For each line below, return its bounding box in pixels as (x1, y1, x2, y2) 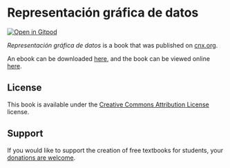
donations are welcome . (7, 153, 76, 162)
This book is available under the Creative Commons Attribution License (7, 100, 209, 109)
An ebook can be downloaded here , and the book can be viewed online (7, 54, 211, 63)
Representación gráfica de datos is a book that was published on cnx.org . (7, 41, 218, 49)
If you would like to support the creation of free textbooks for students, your (7, 146, 223, 154)
